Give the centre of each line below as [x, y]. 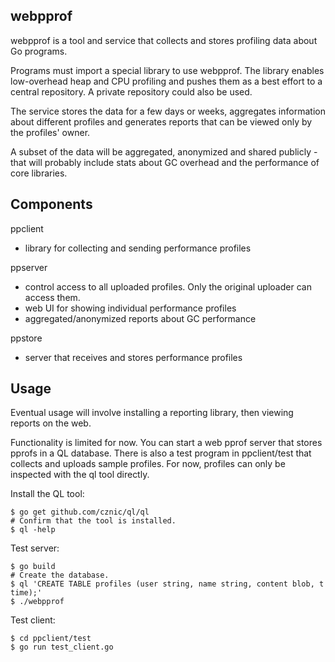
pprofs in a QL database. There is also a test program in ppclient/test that [161, 453]
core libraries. [39, 173]
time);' [26, 593]
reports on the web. [51, 423]
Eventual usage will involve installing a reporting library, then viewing [152, 413]
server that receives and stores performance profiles [133, 357]
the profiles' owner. [50, 132]
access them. [52, 297]
